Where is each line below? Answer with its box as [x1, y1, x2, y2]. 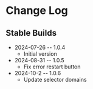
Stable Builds [5, 28, 57, 38]
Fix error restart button [23, 63, 81, 70]
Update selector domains [23, 76, 87, 83]
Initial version [23, 50, 57, 58]
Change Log [5, 4, 68, 18]
